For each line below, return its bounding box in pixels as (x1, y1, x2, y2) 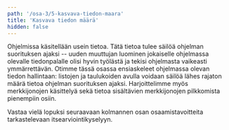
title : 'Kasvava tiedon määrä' (7, 17, 99, 24)
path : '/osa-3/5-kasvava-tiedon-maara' (7, 10, 124, 17)
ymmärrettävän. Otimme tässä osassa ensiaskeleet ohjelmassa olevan (7, 64, 210, 73)
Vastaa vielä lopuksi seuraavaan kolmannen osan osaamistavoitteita (7, 108, 204, 116)
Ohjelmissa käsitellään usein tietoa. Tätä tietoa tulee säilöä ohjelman (7, 43, 204, 51)
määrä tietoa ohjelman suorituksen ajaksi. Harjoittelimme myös (7, 80, 188, 88)
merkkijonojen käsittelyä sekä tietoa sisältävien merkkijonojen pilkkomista (7, 87, 221, 95)
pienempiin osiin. (7, 94, 57, 103)
